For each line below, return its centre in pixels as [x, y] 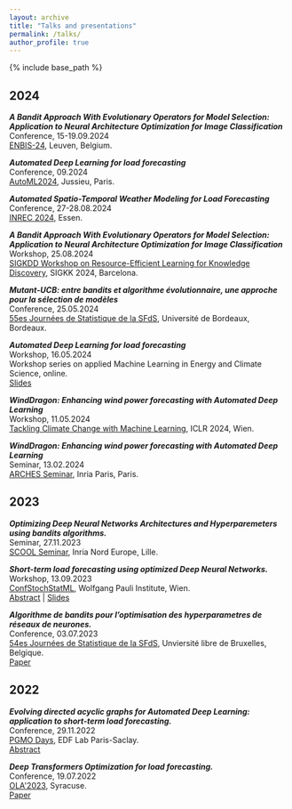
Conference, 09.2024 [49, 172]
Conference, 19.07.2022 [53, 776]
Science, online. [39, 374]
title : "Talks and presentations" [73, 26]
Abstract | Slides [39, 597]
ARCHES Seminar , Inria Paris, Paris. [74, 474]
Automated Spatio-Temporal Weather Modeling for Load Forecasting [139, 199]
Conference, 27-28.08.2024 [61, 208]
